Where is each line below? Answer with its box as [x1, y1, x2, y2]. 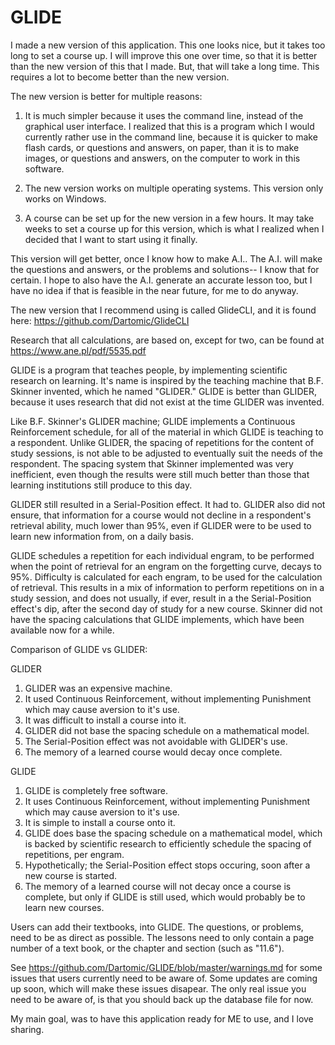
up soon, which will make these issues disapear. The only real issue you [10, 982, 307, 995]
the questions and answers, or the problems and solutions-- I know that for [10, 263, 320, 275]
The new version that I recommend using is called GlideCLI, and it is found [10, 304, 317, 316]
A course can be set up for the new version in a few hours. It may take [24, 212, 315, 224]
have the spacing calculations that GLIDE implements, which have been [10, 613, 305, 625]
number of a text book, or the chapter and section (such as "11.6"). [10, 942, 285, 954]
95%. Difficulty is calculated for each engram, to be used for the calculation [10, 571, 323, 583]
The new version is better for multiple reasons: [10, 90, 203, 102]
